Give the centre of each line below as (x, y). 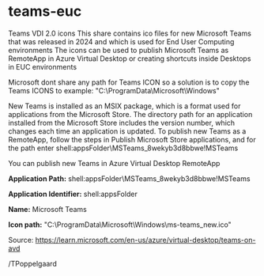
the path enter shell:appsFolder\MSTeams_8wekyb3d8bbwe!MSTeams (123, 148)
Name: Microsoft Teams (47, 209)
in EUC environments (43, 66)
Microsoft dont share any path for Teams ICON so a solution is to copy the (129, 82)
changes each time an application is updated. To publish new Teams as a (127, 131)
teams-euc (45, 11)
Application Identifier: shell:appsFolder (73, 194)
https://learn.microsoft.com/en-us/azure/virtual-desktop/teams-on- (145, 240)
